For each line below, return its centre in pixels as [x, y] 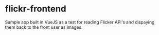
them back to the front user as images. [44, 27]
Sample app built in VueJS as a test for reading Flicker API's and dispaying [80, 22]
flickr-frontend [36, 9]
